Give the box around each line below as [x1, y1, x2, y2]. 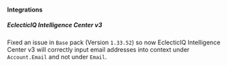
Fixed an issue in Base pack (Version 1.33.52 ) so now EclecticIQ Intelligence [7, 38, 221, 46]
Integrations [7, 5, 43, 14]
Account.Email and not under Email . [7, 52, 107, 61]
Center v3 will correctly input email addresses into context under [7, 45, 190, 54]
